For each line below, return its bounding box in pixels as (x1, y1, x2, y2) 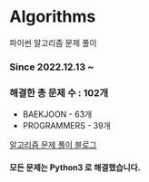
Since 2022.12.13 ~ (9, 61, 94, 73)
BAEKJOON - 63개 (22, 109, 93, 120)
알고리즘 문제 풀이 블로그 (9, 139, 97, 150)
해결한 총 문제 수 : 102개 (9, 86, 109, 99)
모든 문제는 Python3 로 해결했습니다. (9, 161, 141, 173)
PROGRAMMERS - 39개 (22, 120, 111, 131)
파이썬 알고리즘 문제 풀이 (9, 37, 97, 48)
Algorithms (9, 6, 96, 27)
